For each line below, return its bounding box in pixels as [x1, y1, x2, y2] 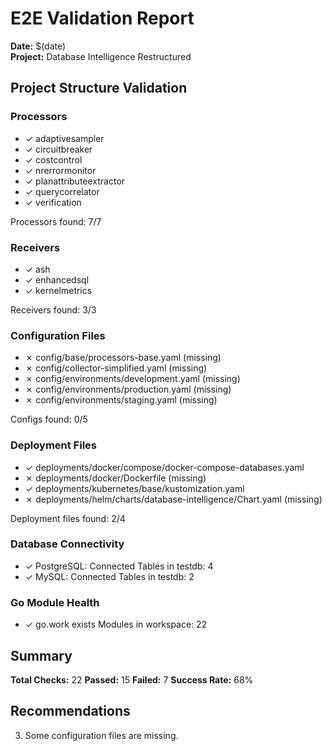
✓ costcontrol [24, 153, 83, 166]
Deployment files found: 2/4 [10, 512, 126, 524]
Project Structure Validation [10, 80, 188, 97]
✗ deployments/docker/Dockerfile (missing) [24, 472, 207, 484]
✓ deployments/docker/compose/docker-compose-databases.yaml [24, 461, 305, 473]
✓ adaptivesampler [24, 132, 105, 144]
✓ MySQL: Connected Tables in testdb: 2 [24, 570, 195, 582]
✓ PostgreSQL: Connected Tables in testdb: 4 [24, 560, 214, 572]
